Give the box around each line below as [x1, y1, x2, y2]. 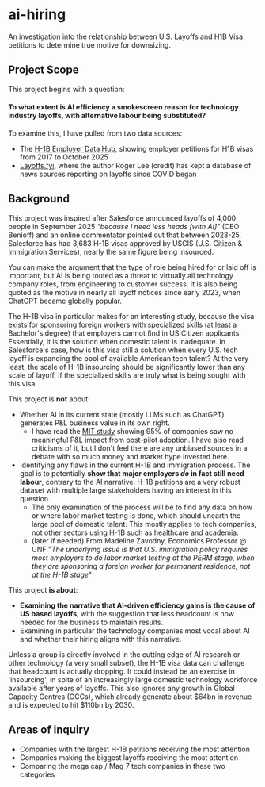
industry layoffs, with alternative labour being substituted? [8, 111, 206, 121]
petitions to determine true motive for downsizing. [8, 40, 172, 49]
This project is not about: [8, 394, 90, 404]
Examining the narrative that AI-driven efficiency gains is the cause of [19, 601, 256, 610]
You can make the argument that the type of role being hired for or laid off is [8, 262, 257, 271]
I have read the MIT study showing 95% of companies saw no [31, 426, 233, 436]
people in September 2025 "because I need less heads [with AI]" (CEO [8, 221, 240, 231]
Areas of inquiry [8, 724, 89, 737]
